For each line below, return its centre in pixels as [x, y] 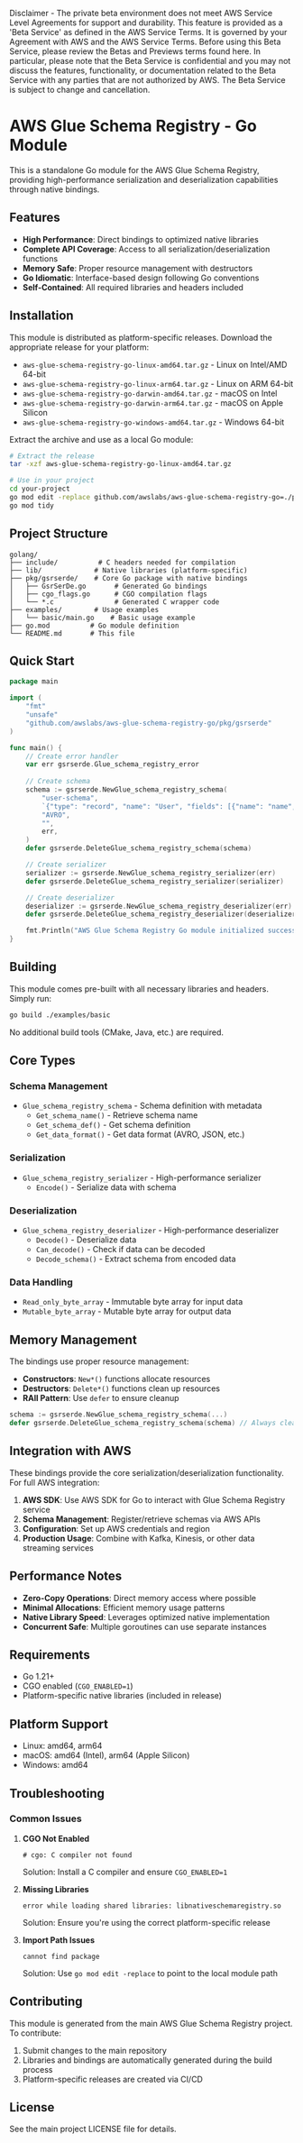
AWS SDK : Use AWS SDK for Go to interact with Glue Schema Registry [154, 1499]
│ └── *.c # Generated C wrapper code [115, 602]
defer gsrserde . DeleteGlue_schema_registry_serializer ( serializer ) [155, 881]
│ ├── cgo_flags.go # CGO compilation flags [108, 594]
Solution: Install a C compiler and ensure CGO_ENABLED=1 [125, 1872]
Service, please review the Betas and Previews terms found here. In [135, 51]
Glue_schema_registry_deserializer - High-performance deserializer [151, 1231]
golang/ [24, 554]
